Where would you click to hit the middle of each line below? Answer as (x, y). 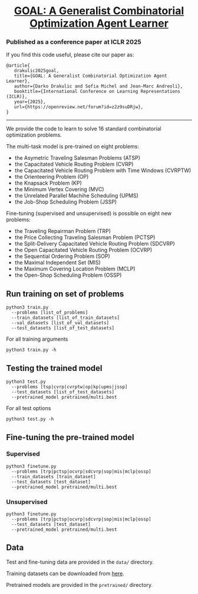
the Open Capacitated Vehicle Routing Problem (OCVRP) (83, 250)
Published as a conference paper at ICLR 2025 (74, 42)
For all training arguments (37, 339)
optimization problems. (34, 135)
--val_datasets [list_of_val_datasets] (60, 323)
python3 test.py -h (30, 419)
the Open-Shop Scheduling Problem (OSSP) (68, 275)
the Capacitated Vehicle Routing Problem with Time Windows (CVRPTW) (103, 170)
